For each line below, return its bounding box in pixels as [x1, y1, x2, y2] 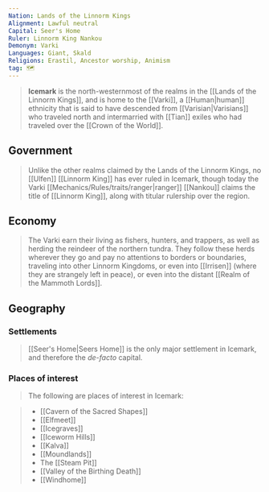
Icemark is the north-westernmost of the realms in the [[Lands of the [27, 86, 257, 96]
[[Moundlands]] [39, 449, 92, 459]
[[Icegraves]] [39, 424, 84, 433]
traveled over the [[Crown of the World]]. [27, 120, 164, 130]
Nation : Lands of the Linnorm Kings [8, 11, 131, 20]
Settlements [8, 325, 58, 337]
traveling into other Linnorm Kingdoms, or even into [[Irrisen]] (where [27, 261, 257, 271]
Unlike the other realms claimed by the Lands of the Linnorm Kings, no [27, 165, 262, 175]
